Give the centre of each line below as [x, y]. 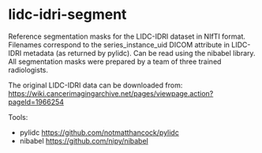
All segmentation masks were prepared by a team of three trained [115, 62]
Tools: [18, 117]
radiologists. [28, 69]
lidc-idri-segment [67, 15]
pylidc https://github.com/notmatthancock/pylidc [99, 132]
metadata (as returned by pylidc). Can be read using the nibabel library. [139, 53]
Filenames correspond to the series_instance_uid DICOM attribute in [119, 44]
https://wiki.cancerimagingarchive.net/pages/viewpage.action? [111, 93]
